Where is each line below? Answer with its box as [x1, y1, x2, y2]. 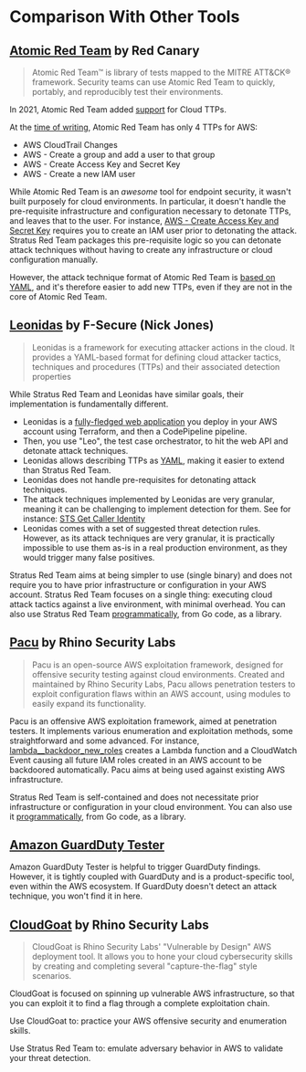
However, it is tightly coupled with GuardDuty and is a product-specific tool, [9, 871, 295, 882]
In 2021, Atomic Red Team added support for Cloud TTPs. [9, 104, 227, 115]
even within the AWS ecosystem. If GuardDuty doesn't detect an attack [9, 881, 277, 892]
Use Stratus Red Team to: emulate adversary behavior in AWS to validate [9, 1043, 283, 1054]
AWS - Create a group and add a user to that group [22, 149, 216, 160]
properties [31, 371, 71, 382]
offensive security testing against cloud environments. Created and [31, 668, 285, 679]
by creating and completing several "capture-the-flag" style [31, 961, 258, 972]
